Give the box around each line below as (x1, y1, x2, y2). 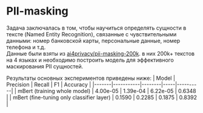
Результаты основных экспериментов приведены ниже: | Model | (6, 74, 176, 82)
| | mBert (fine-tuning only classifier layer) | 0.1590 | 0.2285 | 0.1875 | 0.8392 (6, 94, 198, 101)
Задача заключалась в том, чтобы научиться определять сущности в (6, 24, 187, 31)
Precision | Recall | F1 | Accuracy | (6, 80, 92, 88)
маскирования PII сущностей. (6, 62, 84, 70)
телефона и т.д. (6, 44, 46, 51)
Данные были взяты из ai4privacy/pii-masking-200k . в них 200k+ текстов (6, 50, 195, 57)
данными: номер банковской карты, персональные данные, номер (6, 37, 181, 44)
